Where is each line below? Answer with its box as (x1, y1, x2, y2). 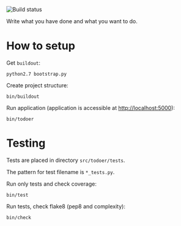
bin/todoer (6, 116, 34, 122)
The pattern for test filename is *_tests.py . (6, 168, 115, 175)
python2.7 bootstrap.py (6, 71, 67, 77)
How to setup (6, 39, 75, 53)
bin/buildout (6, 93, 40, 100)
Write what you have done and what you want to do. (6, 18, 138, 24)
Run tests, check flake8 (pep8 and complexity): (6, 202, 125, 210)
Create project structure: (6, 81, 68, 89)
